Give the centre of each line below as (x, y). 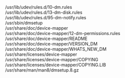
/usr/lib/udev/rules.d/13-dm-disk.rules (44, 12)
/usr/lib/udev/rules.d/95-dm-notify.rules (46, 18)
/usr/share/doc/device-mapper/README (46, 39)
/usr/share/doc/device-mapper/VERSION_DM (51, 44)
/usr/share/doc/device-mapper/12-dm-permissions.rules (63, 33)
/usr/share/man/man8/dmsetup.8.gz (42, 70)
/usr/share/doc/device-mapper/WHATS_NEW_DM (56, 49)
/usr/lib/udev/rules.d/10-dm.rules (39, 7)
